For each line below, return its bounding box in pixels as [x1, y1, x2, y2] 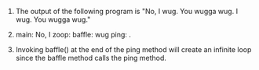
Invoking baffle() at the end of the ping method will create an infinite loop [15, 45, 252, 54]
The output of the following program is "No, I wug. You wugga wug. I [15, 7, 238, 16]
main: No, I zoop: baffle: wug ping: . [15, 30, 132, 39]
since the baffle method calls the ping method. [15, 54, 167, 62]
